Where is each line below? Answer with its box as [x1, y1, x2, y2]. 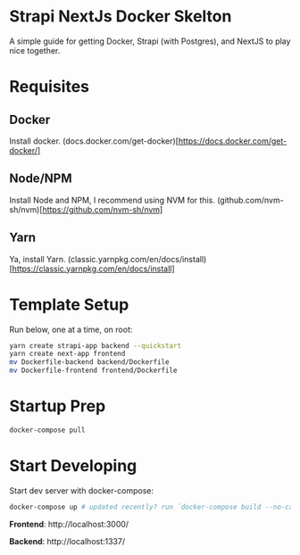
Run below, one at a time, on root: [9, 324, 133, 335]
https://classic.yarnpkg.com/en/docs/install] [12, 263, 176, 274]
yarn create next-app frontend [9, 350, 126, 359]
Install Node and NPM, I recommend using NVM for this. [9, 195, 216, 205]
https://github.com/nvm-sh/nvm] [42, 203, 163, 215]
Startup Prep [9, 396, 106, 417]
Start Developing [9, 456, 137, 476]
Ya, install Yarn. [9, 253, 66, 264]
